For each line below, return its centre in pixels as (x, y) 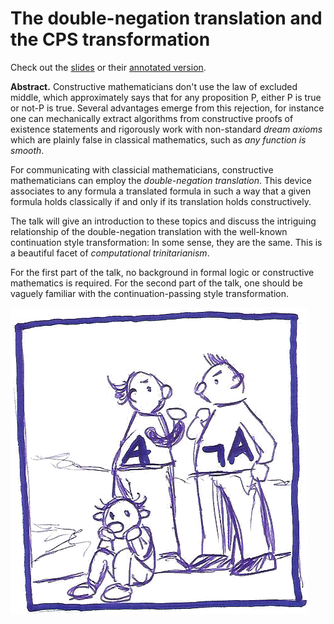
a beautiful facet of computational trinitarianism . (110, 253)
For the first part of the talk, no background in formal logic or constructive (162, 272)
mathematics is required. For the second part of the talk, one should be (156, 283)
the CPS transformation (110, 39)
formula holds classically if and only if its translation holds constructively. (161, 201)
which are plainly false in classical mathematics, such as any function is (158, 139)
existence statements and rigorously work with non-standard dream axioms (166, 129)
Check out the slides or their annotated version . (108, 67)
